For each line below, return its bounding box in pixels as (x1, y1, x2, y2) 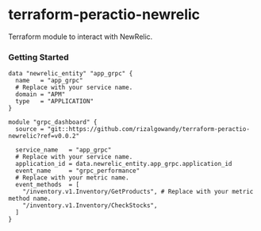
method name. (8, 194, 52, 203)
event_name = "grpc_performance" (15, 167, 140, 175)
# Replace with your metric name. (15, 174, 129, 182)
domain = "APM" (15, 90, 66, 98)
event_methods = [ (15, 181, 80, 189)
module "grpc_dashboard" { (8, 118, 98, 126)
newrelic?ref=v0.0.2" (8, 133, 80, 141)
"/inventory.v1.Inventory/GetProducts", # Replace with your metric (22, 188, 254, 196)
